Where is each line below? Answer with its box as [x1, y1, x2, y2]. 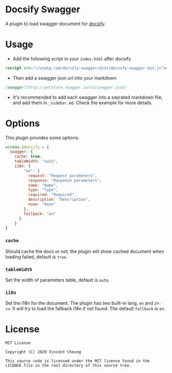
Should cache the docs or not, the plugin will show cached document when [5, 248, 165, 254]
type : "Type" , [28, 188, 58, 193]
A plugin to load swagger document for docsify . [5, 21, 106, 27]
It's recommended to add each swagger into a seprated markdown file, [12, 94, 163, 100]
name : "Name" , [28, 182, 58, 188]
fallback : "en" [24, 211, 56, 216]
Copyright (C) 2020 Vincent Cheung [5, 349, 81, 355]
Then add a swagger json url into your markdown [12, 74, 117, 81]
